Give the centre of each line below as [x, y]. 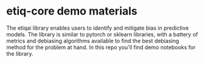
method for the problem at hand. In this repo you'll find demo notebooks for [101, 47]
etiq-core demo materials [72, 11]
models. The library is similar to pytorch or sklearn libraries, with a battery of [102, 34]
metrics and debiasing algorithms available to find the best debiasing [93, 41]
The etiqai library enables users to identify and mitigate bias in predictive [97, 28]
